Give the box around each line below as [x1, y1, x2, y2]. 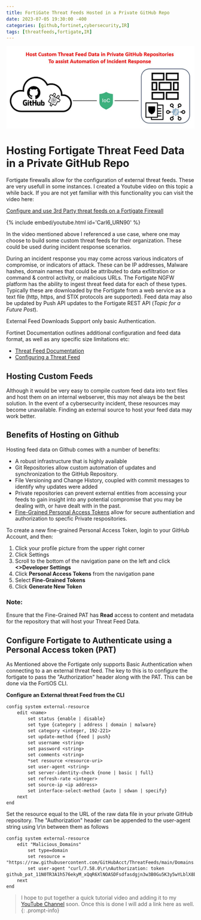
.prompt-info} [26, 907, 60, 914]
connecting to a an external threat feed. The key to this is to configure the [6, 667, 188, 674]
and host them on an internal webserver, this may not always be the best [6, 393, 185, 401]
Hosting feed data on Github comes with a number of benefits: [6, 446, 160, 453]
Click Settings [14, 551, 50, 558]
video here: [6, 196, 34, 203]
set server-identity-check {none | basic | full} [28, 769, 154, 776]
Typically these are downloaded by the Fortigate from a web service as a [6, 287, 186, 294]
